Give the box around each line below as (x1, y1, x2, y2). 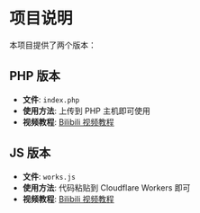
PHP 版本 (9, 68, 60, 84)
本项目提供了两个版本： (9, 40, 96, 50)
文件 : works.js (22, 171, 77, 182)
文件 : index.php (22, 93, 80, 104)
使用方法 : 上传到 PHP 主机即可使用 (22, 105, 150, 116)
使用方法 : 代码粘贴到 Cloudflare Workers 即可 (22, 182, 191, 193)
